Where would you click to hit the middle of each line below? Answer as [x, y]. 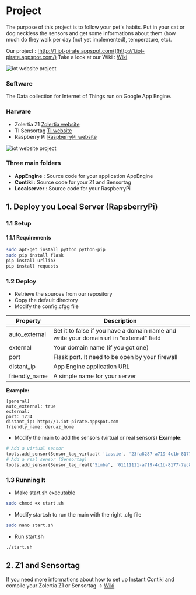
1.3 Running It [26, 480]
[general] [18, 401]
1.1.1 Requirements [29, 237]
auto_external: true [31, 406]
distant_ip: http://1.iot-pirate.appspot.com [62, 422]
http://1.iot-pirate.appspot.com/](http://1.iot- [92, 50]
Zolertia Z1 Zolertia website [47, 124]
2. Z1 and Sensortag [43, 565]
